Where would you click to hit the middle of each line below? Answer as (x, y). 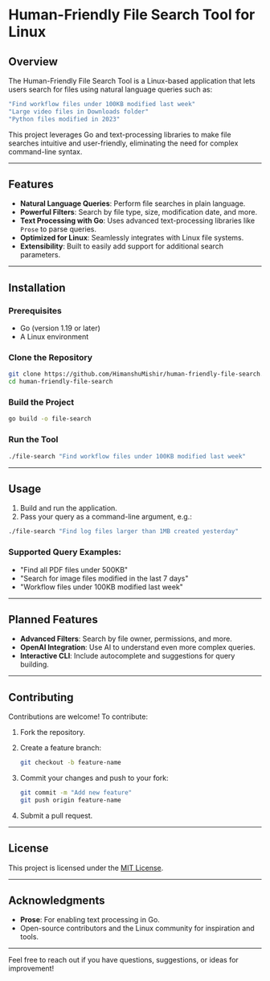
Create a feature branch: (61, 748)
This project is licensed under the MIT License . (86, 868)
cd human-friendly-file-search (61, 382)
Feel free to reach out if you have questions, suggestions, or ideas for (123, 960)
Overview (33, 62)
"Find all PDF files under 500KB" (74, 569)
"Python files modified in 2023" (64, 119)
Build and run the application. (69, 508)
